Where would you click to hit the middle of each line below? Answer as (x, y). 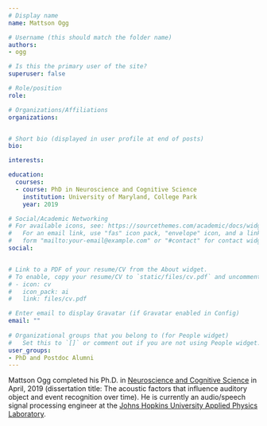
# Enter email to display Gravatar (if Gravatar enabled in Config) (124, 314)
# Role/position (35, 88)
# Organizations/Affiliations (58, 110)
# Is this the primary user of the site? (78, 67)
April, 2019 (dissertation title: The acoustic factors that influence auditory (128, 389)
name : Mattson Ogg (39, 23)
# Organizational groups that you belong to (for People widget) (118, 335)
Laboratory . (27, 414)
